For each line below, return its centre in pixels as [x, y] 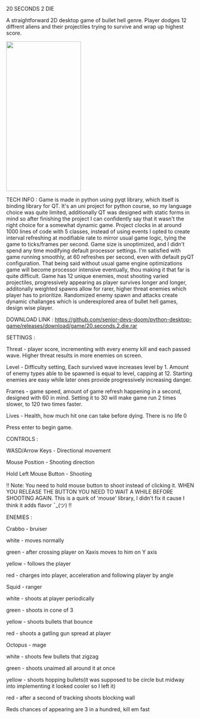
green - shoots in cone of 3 [40, 610]
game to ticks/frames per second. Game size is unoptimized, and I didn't [96, 244]
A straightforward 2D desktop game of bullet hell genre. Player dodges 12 [96, 20]
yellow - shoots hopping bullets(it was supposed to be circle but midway [96, 680]
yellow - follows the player [39, 564]
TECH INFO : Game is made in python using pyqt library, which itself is [93, 200]
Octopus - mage [26, 645]
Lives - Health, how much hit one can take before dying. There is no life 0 [96, 416]
